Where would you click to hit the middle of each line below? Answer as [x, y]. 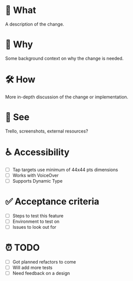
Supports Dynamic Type [37, 181]
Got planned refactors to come [44, 262]
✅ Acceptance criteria [52, 201]
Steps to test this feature [38, 216]
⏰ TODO [23, 248]
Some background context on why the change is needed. [64, 58]
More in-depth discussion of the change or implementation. [67, 97]
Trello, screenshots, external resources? [47, 131]
